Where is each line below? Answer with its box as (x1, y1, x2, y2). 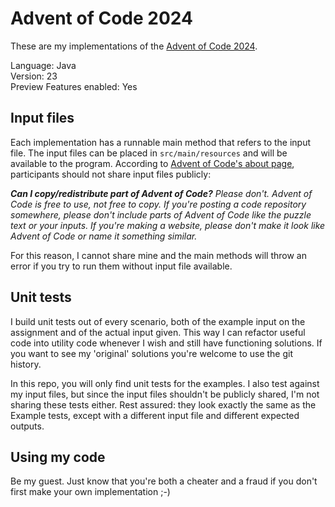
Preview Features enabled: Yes (10, 80, 138, 92)
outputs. (10, 420, 45, 432)
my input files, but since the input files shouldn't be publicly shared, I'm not (10, 388, 320, 400)
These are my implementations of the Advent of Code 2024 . (10, 40, 258, 52)
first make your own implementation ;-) (10, 486, 171, 498)
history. (10, 358, 42, 370)
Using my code (10, 448, 106, 466)
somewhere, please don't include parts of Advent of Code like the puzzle (10, 208, 312, 221)
